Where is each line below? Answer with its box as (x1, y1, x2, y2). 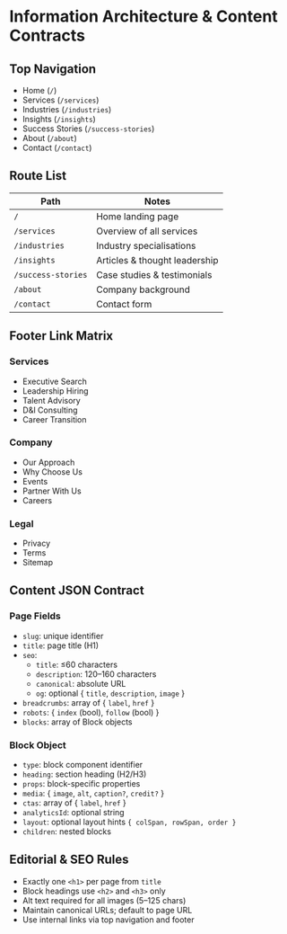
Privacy (22, 538, 51, 549)
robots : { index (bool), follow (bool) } (22, 707, 160, 717)
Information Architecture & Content (9, 6, 278, 27)
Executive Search (22, 376, 88, 387)
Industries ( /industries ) (22, 104, 112, 114)
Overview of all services (95, 225, 198, 237)
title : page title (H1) (22, 640, 100, 651)
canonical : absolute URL (35, 678, 126, 689)
